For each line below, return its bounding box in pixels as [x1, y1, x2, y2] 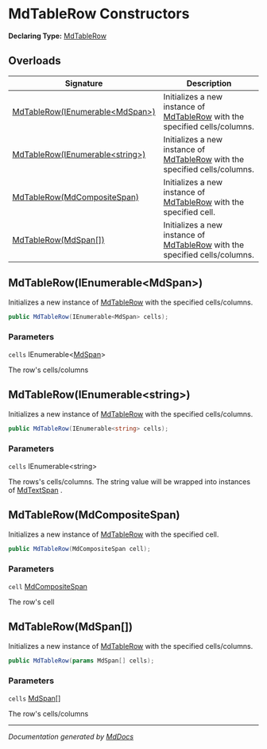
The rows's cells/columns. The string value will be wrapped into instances [8, 476, 251, 486]
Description [186, 77, 232, 88]
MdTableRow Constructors [8, 5, 190, 23]
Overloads [8, 54, 61, 68]
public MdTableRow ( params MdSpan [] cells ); [8, 657, 155, 665]
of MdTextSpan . [8, 485, 63, 495]
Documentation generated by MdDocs [8, 732, 133, 741]
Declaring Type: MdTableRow [8, 31, 107, 41]
